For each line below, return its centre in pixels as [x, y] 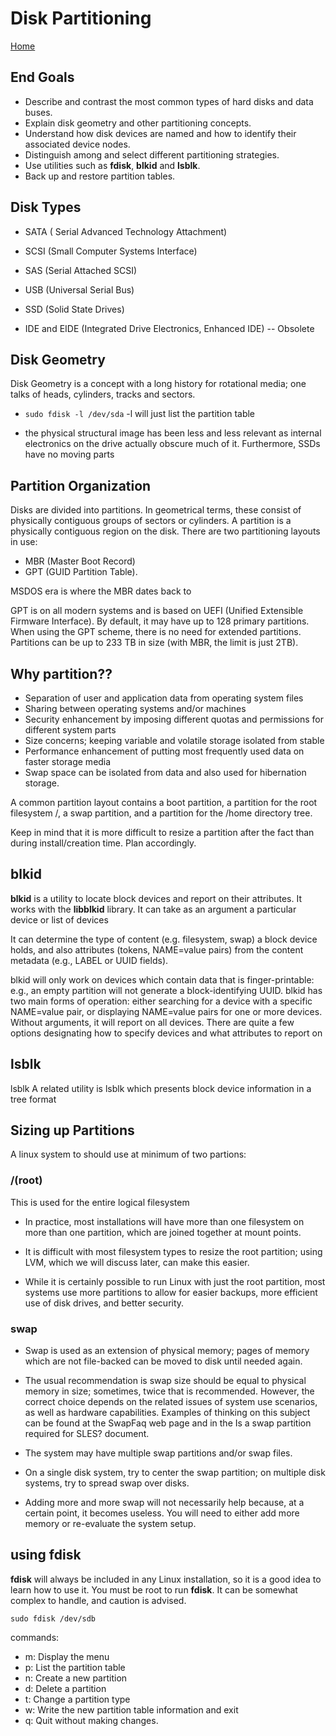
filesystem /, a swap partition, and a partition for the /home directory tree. [161, 813]
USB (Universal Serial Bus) [79, 289]
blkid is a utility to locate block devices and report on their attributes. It [156, 898]
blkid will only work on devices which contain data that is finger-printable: [162, 979]
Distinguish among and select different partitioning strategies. [152, 154]
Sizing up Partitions [72, 1130]
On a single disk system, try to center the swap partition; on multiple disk [175, 1473]
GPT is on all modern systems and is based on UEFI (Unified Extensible [157, 611]
